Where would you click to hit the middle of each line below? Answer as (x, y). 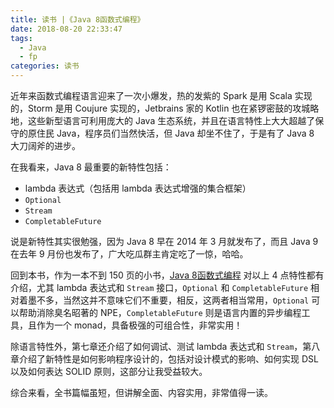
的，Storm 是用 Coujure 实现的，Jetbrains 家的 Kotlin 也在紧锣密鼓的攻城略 (165, 108)
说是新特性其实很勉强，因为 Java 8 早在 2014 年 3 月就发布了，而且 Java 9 (164, 241)
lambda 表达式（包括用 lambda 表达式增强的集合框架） (138, 188)
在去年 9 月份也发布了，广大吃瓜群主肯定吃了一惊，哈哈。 (129, 254)
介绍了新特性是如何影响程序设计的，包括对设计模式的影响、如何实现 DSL (168, 359)
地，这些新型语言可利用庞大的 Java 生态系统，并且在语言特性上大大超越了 (163, 120)
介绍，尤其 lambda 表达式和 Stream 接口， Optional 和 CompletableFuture (159, 287)
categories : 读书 (45, 66)
